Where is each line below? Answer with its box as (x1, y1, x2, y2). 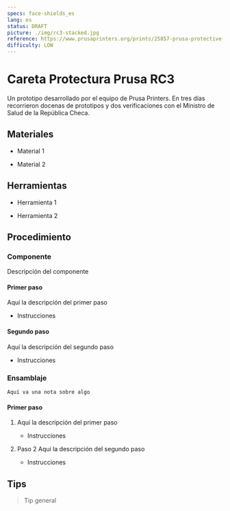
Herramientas (7, 180, 67, 192)
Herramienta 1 (16, 198, 57, 206)
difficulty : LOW (7, 42, 53, 49)
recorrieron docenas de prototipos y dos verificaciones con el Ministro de (7, 101, 215, 110)
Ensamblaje (7, 373, 47, 383)
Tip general (23, 496, 57, 504)
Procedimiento (7, 231, 72, 243)
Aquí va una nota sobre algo (7, 388, 90, 395)
